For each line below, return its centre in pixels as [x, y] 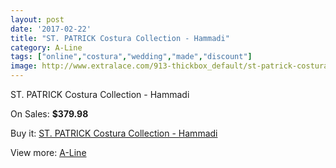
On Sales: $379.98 [49, 114]
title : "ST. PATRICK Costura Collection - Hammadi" [120, 38]
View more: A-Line [48, 152]
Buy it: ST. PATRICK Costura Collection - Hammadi [114, 133]
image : [24, 66]
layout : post [37, 19]
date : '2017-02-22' [51, 29]
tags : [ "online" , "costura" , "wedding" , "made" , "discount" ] [131, 57]
